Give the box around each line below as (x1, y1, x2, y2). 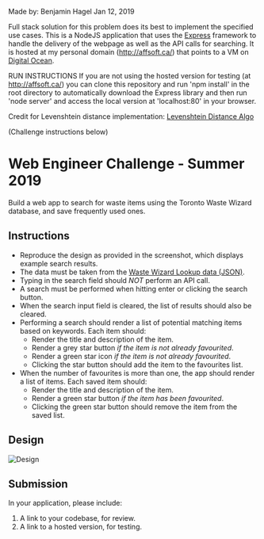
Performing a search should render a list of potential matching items (19, 317, 243, 327)
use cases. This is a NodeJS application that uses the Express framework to (8, 31, 257, 40)
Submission (8, 477, 69, 491)
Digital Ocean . (8, 55, 55, 65)
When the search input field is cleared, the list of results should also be (19, 300, 252, 310)
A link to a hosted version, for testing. (19, 522, 143, 532)
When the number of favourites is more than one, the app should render (19, 368, 255, 377)
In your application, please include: (8, 499, 123, 508)
